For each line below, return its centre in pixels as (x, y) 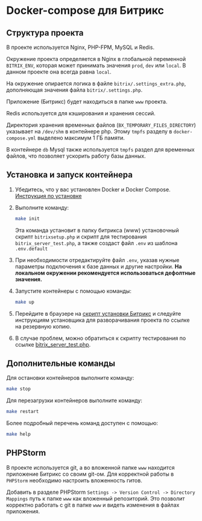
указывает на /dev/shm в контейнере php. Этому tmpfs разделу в (89, 131)
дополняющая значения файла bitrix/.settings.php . (74, 90)
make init (27, 219)
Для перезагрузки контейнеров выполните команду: (74, 401)
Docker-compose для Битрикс (85, 11)
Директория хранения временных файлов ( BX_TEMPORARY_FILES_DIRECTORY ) (101, 125)
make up (24, 302)
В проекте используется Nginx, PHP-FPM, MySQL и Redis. (80, 47)
